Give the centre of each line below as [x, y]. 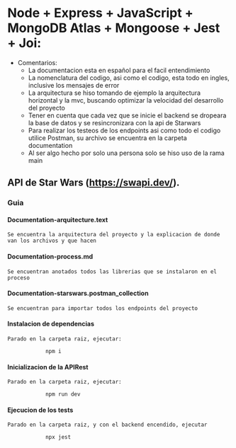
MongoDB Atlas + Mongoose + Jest [114, 28]
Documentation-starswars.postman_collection [78, 293]
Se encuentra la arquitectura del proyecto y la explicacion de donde [114, 235]
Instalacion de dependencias [51, 324]
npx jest [58, 437]
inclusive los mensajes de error [74, 85]
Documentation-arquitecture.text [58, 219]
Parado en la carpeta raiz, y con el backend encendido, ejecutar [107, 425]
